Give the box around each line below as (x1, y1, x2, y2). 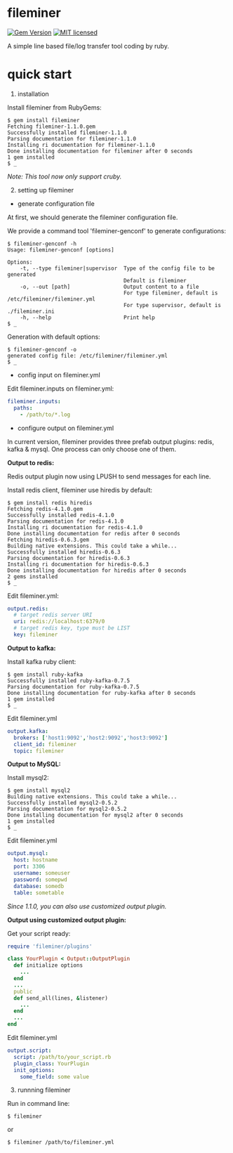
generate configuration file (17, 199, 95, 208)
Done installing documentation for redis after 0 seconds (7, 530, 180, 537)
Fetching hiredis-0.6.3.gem (7, 536, 90, 543)
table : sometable (13, 889, 65, 897)
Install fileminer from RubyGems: (7, 103, 102, 112)
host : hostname (13, 856, 58, 864)
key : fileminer (13, 631, 58, 638)
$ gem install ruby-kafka (7, 671, 83, 678)
